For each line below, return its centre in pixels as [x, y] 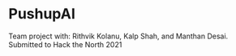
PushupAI [42, 14]
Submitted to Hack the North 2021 [65, 44]
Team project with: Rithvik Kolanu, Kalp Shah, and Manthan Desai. [118, 36]
